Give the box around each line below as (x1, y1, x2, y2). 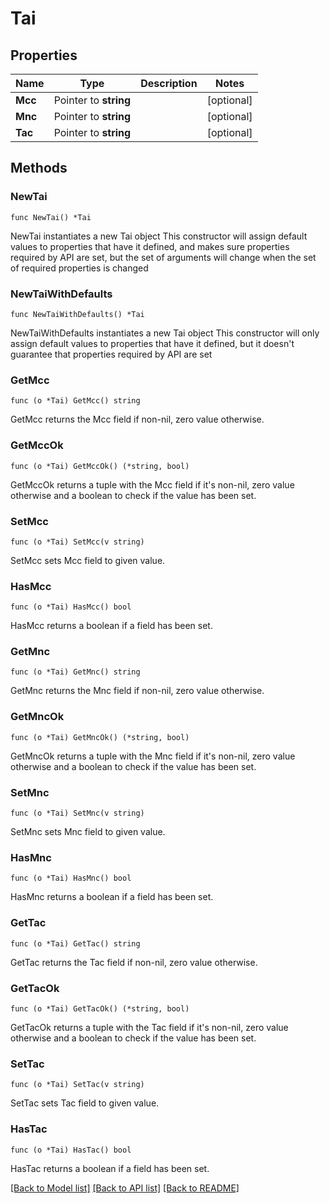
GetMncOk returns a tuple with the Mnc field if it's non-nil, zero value (10, 750, 296, 762)
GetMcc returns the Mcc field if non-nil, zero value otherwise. (10, 413, 265, 426)
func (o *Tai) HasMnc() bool (10, 873, 132, 884)
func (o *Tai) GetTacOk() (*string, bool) (10, 1003, 190, 1014)
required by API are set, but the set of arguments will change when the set (10, 251, 317, 263)
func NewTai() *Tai (10, 212, 92, 222)
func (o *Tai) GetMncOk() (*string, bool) (10, 732, 190, 742)
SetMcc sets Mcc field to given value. (10, 554, 166, 566)
